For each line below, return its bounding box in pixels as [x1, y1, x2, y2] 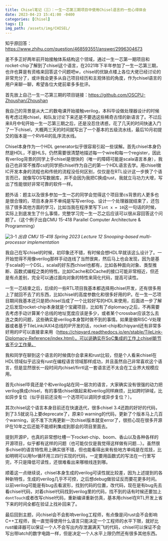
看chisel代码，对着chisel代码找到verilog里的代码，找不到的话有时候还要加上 [5, 488, 162, 494]
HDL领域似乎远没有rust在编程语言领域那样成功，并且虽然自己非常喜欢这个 [5, 358, 158, 364]
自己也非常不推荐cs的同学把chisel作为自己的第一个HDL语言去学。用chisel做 [5, 162, 161, 168]
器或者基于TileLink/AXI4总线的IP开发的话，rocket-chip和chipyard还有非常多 [5, 323, 161, 329]
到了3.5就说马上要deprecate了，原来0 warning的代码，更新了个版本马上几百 [5, 411, 163, 417]
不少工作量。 [9, 341, 36, 348]
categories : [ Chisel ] [5, 17, 50, 22]
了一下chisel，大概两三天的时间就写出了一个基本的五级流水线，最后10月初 [5, 127, 158, 133]
